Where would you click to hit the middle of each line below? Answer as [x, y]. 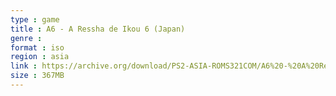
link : [24, 66]
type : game [35, 19]
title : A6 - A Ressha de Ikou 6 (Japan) [98, 29]
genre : [26, 38]
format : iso [37, 47]
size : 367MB [37, 76]
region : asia [40, 57]
